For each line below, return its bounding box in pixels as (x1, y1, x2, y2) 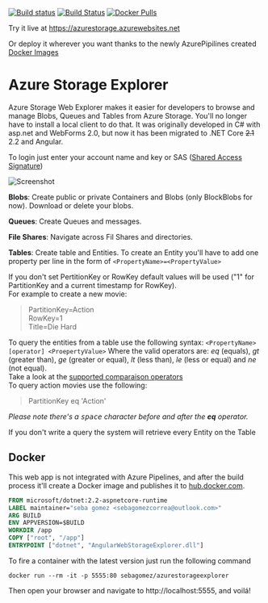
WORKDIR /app (8, 526, 52, 534)
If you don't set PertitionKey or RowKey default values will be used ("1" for (8, 271, 254, 282)
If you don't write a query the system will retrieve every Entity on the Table (8, 427, 256, 437)
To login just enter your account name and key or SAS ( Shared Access (8, 152, 242, 161)
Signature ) (8, 161, 44, 170)
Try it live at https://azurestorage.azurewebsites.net (8, 23, 180, 32)
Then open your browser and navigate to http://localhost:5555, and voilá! (8, 585, 252, 595)
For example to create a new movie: (8, 289, 128, 299)
